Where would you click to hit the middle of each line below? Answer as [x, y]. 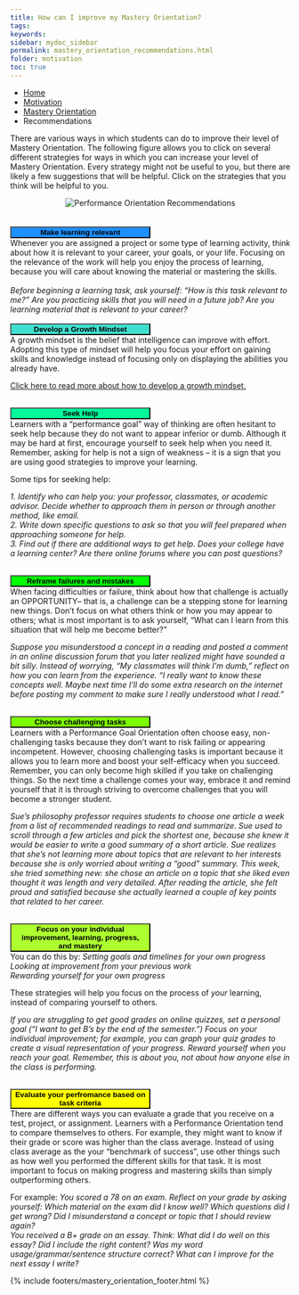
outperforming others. [51, 1180]
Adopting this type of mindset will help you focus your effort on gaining [141, 349]
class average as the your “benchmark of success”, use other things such [145, 1152]
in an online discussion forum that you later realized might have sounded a [148, 656]
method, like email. [45, 515]
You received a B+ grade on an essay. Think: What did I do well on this [140, 1234]
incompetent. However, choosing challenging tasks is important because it [147, 751]
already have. [35, 368]
